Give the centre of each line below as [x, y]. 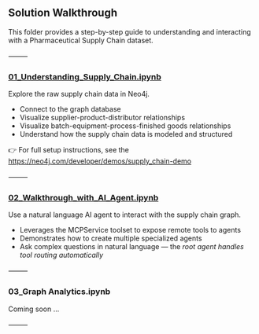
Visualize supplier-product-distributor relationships [102, 118]
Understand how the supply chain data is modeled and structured [126, 134]
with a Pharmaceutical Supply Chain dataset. [81, 40]
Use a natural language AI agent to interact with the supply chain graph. [125, 215]
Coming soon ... [34, 309]
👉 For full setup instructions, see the [69, 150]
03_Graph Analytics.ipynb [59, 292]
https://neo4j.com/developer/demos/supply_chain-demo [100, 161]
